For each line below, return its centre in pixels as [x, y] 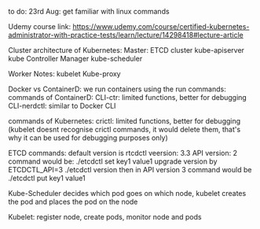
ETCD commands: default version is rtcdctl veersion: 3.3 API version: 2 [123, 153]
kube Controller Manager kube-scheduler [75, 59]
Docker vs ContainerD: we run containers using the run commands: [117, 89]
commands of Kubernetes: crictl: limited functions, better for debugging [125, 121]
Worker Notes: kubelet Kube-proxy [64, 74]
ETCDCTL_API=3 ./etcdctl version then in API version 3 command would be [130, 170]
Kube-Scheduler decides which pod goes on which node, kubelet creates [127, 193]
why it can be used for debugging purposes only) [88, 138]
